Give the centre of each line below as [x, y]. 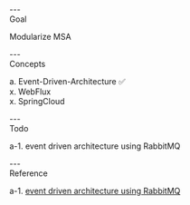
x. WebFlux [30, 92]
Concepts [28, 64]
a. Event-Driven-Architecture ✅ [67, 81]
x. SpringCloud [37, 101]
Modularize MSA [40, 37]
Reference [28, 173]
